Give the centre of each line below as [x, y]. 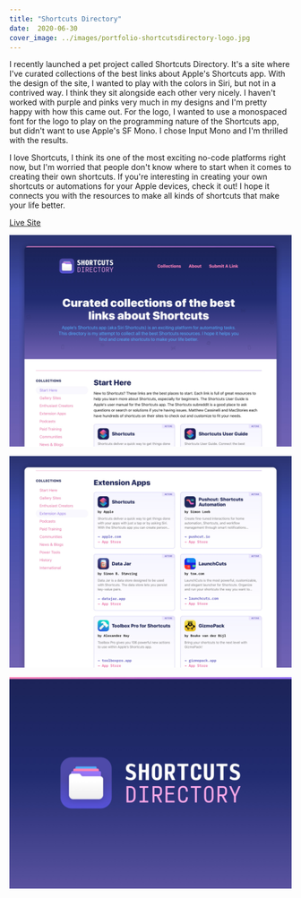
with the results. [39, 141]
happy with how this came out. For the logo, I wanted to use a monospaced [148, 112]
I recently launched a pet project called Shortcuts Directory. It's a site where [150, 64]
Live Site [25, 223]
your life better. [37, 205]
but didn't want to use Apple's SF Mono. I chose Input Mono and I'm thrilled [149, 131]
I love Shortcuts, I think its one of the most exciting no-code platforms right [148, 158]
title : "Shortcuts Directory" [66, 19]
